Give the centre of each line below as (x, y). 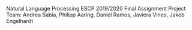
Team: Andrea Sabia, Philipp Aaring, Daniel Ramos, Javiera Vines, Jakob (95, 15)
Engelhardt (20, 21)
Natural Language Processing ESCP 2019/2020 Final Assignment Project (96, 9)
